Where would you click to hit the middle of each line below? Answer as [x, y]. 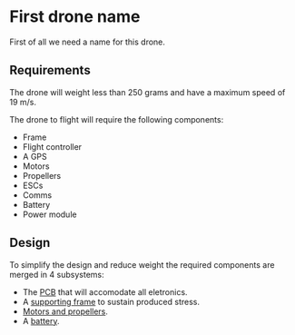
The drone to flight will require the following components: [117, 119]
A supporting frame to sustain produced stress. [111, 301]
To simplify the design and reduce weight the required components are [142, 264]
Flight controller [52, 146]
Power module [49, 214]
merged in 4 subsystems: [57, 274]
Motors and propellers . [65, 311]
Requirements [50, 70]
